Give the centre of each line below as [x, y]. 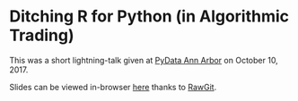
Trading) [42, 35]
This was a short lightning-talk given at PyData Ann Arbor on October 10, [144, 60]
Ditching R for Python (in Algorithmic [149, 17]
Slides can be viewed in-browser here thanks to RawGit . [113, 87]
